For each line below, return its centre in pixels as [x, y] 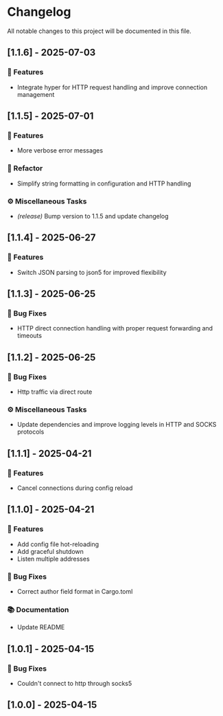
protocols [31, 432]
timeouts [30, 336]
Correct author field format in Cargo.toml [75, 591]
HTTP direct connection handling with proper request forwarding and [115, 328]
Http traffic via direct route [55, 392]
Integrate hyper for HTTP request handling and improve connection [112, 87]
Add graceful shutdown [50, 551]
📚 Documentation [38, 609]
